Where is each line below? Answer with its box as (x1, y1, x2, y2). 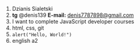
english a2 (11, 37, 38, 44)
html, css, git (11, 24, 44, 31)
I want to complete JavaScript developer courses (11, 18, 135, 25)
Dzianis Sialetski (11, 5, 53, 12)
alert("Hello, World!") (11, 32, 72, 38)
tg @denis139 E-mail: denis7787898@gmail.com (11, 11, 134, 19)
